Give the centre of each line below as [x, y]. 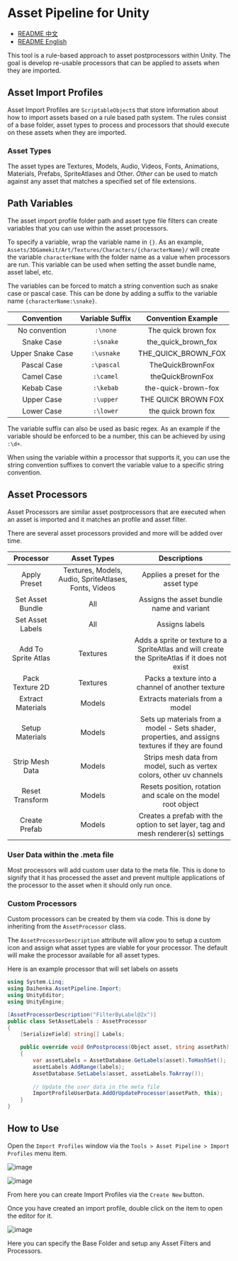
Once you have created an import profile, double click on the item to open [115, 1208]
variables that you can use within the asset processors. [88, 228]
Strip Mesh [31, 762]
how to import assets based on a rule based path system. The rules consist [117, 117]
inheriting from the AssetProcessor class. [67, 926]
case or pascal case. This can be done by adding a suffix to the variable [112, 293]
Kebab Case [42, 388]
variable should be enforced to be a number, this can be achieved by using [116, 436]
